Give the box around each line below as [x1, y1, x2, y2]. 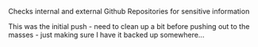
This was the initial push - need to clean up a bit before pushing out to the [8, 22, 250, 31]
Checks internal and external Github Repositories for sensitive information [8, 7, 250, 16]
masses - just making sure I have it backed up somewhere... [8, 31, 205, 39]
